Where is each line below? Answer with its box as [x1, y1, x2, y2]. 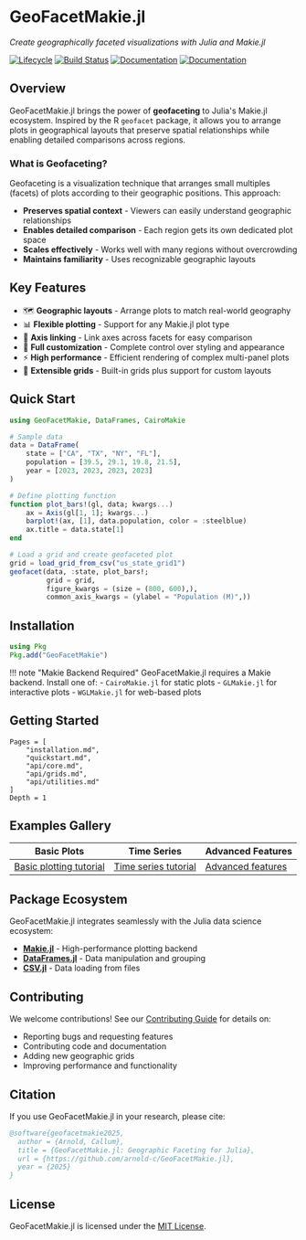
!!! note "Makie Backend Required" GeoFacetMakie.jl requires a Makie [9, 667, 271, 678]
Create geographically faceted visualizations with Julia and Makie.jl [9, 37, 266, 48]
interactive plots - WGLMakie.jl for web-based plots [9, 686, 202, 697]
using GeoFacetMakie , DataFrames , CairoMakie [9, 416, 185, 425]
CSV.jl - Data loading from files [22, 962, 141, 974]
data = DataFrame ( [9, 440, 79, 450]
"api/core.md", [26, 761, 84, 770]
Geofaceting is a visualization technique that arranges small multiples [9, 178, 271, 189]
